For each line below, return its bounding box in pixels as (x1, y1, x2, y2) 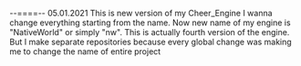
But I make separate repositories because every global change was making (9, 36, 292, 47)
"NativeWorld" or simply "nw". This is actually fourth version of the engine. (9, 27, 290, 37)
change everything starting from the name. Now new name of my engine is (9, 17, 291, 28)
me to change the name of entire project (9, 46, 161, 57)
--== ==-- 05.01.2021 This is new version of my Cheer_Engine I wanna (9, 8, 273, 18)
